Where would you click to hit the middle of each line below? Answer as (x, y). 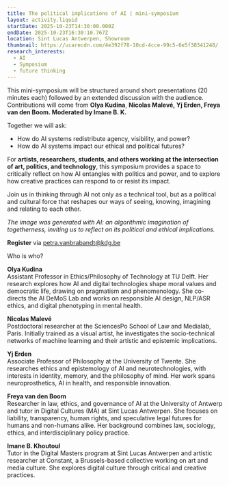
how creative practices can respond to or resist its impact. (89, 181)
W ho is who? (25, 256)
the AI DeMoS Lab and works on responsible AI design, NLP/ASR (119, 298)
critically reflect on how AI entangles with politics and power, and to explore (114, 174)
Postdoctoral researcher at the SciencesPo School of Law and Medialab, (109, 326)
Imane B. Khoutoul (34, 446)
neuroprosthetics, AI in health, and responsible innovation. (89, 383)
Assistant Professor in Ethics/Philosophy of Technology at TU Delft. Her (108, 276)
